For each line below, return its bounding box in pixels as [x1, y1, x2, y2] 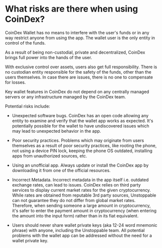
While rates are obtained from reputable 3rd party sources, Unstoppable [12, 192, 156, 198]
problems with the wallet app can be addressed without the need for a [12, 232, 152, 238]
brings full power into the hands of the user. [5, 54, 92, 60]
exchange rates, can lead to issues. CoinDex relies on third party [12, 182, 141, 187]
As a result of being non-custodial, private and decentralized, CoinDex [5, 49, 146, 55]
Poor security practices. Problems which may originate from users [12, 137, 144, 143]
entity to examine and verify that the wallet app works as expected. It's [12, 118, 153, 124]
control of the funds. [5, 40, 46, 46]
